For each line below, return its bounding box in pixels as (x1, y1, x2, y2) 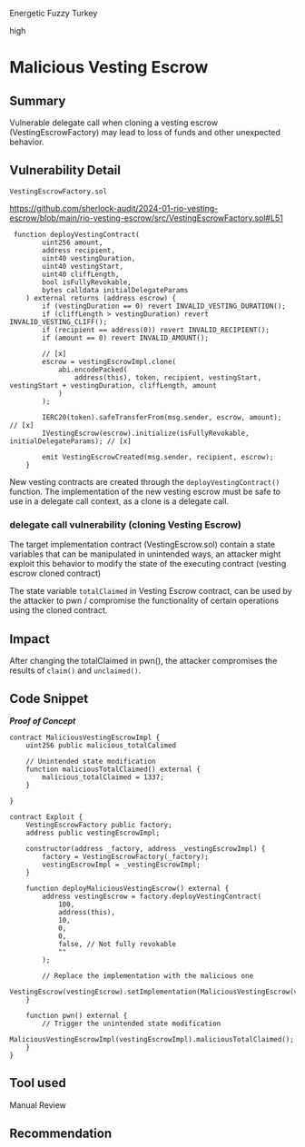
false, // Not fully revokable (57, 939, 177, 948)
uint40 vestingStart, (42, 262, 124, 271)
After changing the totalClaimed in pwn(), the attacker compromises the (9, 655, 278, 666)
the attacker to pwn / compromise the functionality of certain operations (9, 595, 280, 607)
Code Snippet (9, 691, 89, 707)
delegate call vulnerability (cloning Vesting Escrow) (9, 518, 242, 530)
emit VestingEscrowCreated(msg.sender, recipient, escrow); (42, 452, 274, 461)
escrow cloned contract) (9, 568, 102, 579)
